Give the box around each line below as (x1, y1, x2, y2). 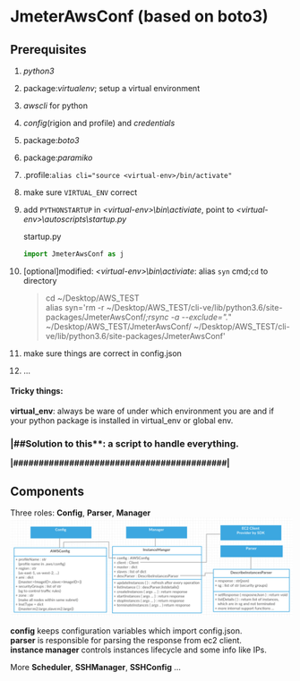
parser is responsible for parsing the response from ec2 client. (10, 635, 243, 646)
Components (10, 483, 84, 498)
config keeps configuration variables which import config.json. (10, 626, 243, 636)
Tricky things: (10, 386, 64, 396)
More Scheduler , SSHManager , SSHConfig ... (10, 662, 182, 673)
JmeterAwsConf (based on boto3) (10, 6, 269, 27)
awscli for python (22, 100, 89, 111)
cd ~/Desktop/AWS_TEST (45, 293, 140, 303)
